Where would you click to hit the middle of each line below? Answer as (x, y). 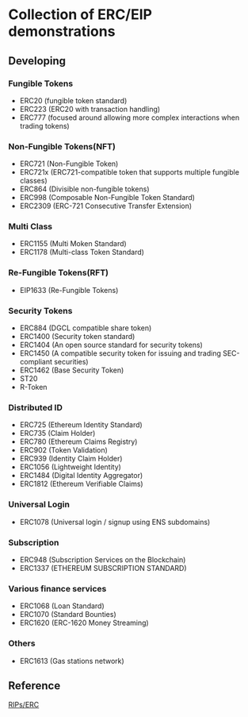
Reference (34, 686)
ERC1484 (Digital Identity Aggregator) (81, 476)
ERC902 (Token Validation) (64, 450)
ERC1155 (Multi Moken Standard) (73, 244)
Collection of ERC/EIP (80, 15)
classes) (33, 181)
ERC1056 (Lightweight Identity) (70, 467)
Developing (37, 61)
